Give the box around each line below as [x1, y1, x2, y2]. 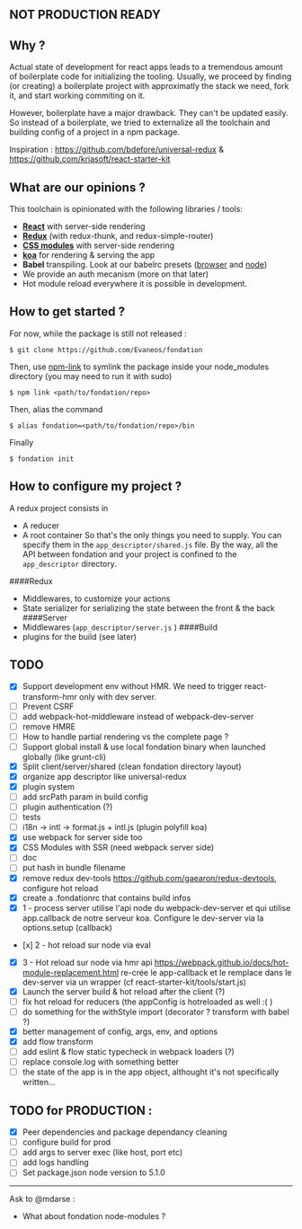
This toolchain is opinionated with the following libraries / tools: [9, 204, 243, 215]
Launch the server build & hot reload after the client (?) [22, 986, 226, 996]
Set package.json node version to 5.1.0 [22, 1167, 166, 1178]
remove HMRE [22, 721, 76, 731]
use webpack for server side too [22, 832, 143, 843]
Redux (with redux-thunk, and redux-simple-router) [22, 231, 214, 242]
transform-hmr [22, 691, 78, 702]
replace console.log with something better [22, 1057, 180, 1067]
